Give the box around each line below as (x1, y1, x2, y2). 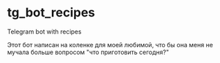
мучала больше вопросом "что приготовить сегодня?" (7, 48, 169, 56)
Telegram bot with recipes (7, 27, 82, 36)
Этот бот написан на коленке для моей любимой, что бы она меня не (7, 40, 213, 49)
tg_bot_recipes (7, 5, 95, 21)
